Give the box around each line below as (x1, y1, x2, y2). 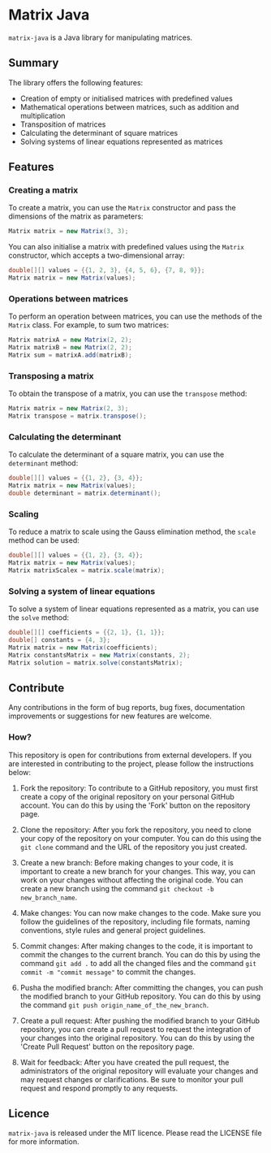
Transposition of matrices (19, 119, 106, 129)
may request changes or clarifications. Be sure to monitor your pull (19, 1074, 243, 1084)
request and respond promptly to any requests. (19, 1083, 179, 1093)
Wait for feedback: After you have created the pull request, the (19, 1057, 230, 1067)
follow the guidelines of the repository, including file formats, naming (19, 917, 251, 926)
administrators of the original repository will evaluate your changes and (19, 1066, 259, 1076)
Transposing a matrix (8, 370, 95, 381)
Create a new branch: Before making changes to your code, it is (19, 857, 234, 867)
